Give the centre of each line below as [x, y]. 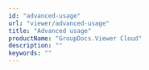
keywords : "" [30, 53]
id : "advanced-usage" [45, 16]
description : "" [35, 46]
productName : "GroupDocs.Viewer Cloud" [75, 38]
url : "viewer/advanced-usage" [59, 23]
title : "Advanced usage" [50, 31]
